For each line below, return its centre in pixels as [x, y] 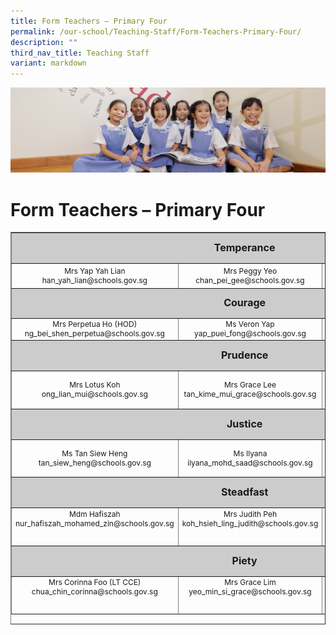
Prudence [244, 355]
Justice [244, 423]
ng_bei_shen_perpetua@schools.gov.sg [94, 333]
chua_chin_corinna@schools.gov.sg [94, 591]
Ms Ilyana [250, 453]
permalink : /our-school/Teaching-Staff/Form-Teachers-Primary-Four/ [156, 31]
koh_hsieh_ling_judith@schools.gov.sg [250, 523]
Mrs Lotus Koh [95, 385]
